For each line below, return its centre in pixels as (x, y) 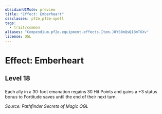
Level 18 (18, 78)
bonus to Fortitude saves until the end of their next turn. (61, 97)
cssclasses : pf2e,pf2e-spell (35, 18)
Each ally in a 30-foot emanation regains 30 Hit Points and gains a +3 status (81, 92)
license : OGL (18, 37)
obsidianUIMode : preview (30, 9)
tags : (10, 23)
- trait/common (25, 28)
